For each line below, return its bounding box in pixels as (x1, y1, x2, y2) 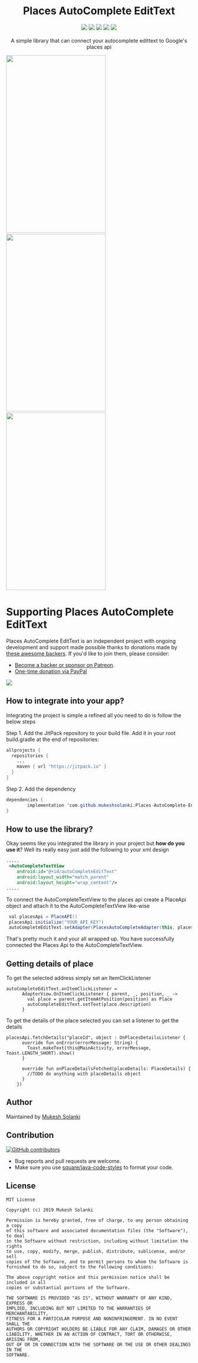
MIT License (6, 1197, 35, 1203)
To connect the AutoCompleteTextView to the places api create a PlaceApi (6, 895, 187, 903)
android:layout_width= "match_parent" (16, 874, 110, 880)
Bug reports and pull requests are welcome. (14, 1157, 121, 1164)
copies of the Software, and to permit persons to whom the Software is (6, 1259, 189, 1265)
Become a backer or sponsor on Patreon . (14, 661, 115, 668)
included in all (6, 1280, 46, 1285)
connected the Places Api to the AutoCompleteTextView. (6, 942, 143, 949)
